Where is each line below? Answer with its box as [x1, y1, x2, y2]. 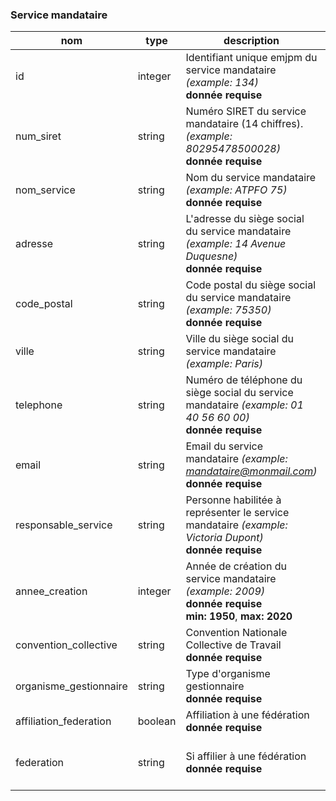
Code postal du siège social [185, 278, 317, 292]
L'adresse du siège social [185, 212, 305, 226]
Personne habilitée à [185, 493, 282, 507]
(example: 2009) [185, 584, 266, 598]
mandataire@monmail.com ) [185, 464, 318, 478]
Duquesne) [185, 249, 238, 263]
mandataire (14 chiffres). [185, 117, 304, 131]
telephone [15, 398, 63, 412]
